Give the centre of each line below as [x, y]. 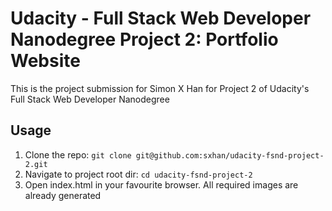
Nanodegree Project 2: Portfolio [144, 39]
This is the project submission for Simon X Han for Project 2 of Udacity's [160, 88]
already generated [63, 195]
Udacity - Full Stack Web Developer [161, 18]
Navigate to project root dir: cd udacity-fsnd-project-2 [138, 174]
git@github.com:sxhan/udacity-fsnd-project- [230, 155]
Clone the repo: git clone [78, 154]
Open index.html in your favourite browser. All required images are [161, 184]
